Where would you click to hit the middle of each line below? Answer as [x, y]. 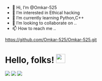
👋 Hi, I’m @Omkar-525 [34, 8]
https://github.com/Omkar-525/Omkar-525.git [51, 40]
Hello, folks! [30, 60]
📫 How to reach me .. [34, 28]
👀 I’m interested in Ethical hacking [46, 13]
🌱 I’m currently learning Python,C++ [48, 18]
